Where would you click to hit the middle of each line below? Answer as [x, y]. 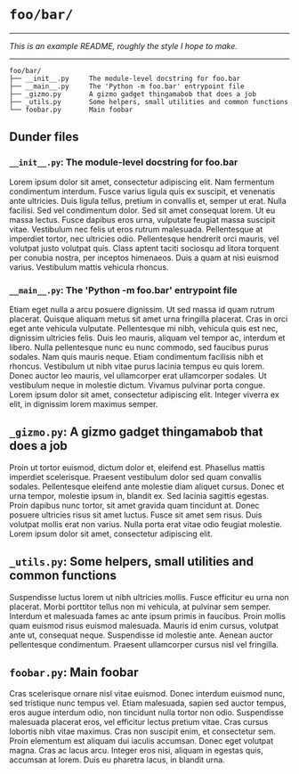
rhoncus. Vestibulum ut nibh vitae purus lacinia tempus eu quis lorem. [137, 366]
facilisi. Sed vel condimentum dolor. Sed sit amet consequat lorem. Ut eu [142, 210]
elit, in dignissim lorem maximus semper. [84, 403]
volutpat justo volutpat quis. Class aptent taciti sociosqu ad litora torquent [144, 248]
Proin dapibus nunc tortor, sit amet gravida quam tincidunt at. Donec [134, 505]
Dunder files [44, 137]
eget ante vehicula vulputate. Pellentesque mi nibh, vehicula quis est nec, [144, 328]
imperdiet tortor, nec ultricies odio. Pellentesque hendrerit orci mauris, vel [144, 239]
